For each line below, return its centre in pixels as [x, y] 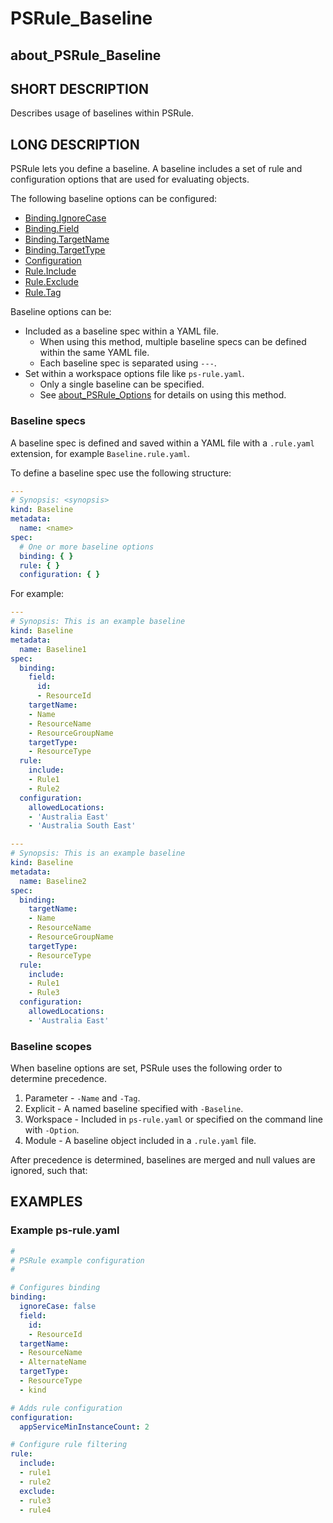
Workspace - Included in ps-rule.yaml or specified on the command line [173, 1119]
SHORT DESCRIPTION [80, 88]
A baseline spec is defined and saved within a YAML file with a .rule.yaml [162, 443]
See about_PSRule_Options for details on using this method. [163, 395]
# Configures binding [55, 1288]
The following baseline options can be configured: [114, 199]
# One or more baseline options [87, 547]
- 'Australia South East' [82, 826]
